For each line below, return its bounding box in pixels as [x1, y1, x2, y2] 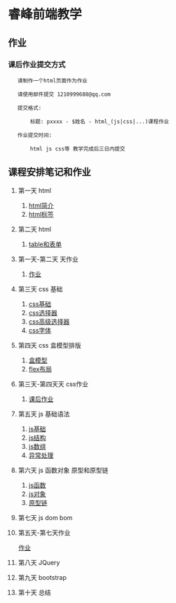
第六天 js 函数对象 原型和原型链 [18, 466, 109, 474]
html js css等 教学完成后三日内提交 [29, 145, 126, 152]
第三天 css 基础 [18, 284, 63, 293]
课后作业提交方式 [8, 59, 66, 69]
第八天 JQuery [18, 558, 60, 566]
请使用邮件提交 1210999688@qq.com [17, 91, 111, 98]
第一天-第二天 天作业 [18, 255, 79, 263]
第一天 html [18, 186, 52, 194]
